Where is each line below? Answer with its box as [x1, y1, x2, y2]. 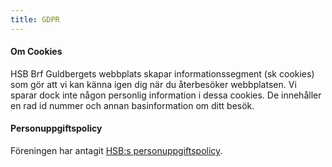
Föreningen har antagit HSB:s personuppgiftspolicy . [10, 145, 223, 157]
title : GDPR [10, 14, 60, 25]
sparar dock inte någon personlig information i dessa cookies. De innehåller [10, 89, 322, 101]
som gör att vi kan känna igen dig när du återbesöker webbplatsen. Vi [10, 78, 297, 90]
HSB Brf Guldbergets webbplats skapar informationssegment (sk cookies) [10, 67, 315, 80]
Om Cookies [10, 46, 63, 58]
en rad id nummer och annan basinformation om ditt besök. [10, 99, 255, 111]
